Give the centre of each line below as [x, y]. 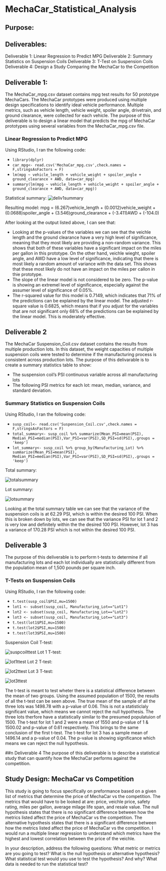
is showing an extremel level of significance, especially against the [80, 285]
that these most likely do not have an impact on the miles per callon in [83, 269]
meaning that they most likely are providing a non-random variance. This [86, 242]
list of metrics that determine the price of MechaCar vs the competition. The [83, 796]
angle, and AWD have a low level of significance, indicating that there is [85, 258]
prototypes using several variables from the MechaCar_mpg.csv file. [75, 126]
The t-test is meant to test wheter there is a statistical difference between [80, 690]
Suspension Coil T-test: [29, 642]
